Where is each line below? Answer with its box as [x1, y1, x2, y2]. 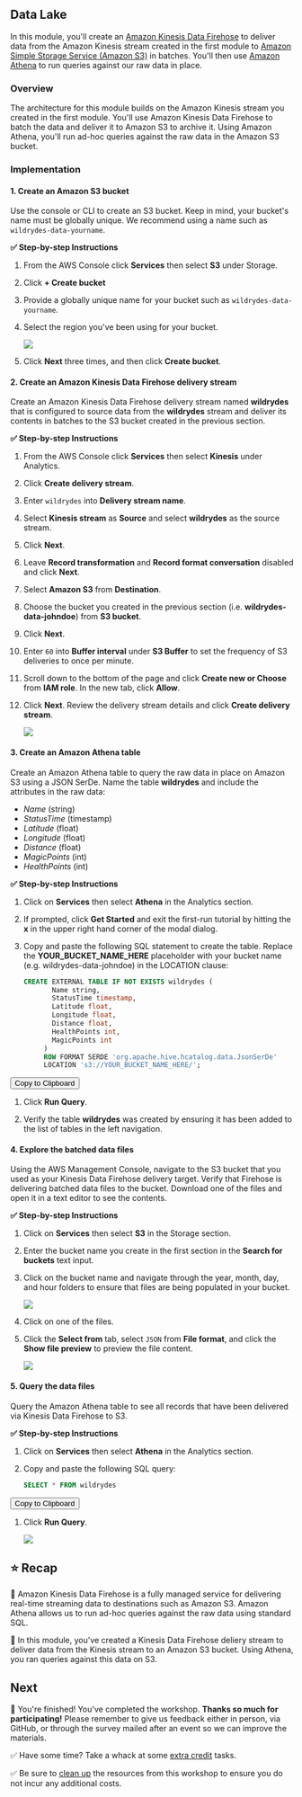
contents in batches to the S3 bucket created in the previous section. [10, 415, 266, 426]
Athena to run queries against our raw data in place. [10, 59, 203, 70]
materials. [10, 1732, 48, 1743]
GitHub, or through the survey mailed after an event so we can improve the [10, 1723, 287, 1734]
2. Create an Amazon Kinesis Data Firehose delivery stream [10, 377, 237, 387]
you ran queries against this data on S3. [10, 1654, 158, 1665]
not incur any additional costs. [10, 1778, 122, 1789]
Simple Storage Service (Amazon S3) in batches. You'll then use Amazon [10, 49, 280, 61]
